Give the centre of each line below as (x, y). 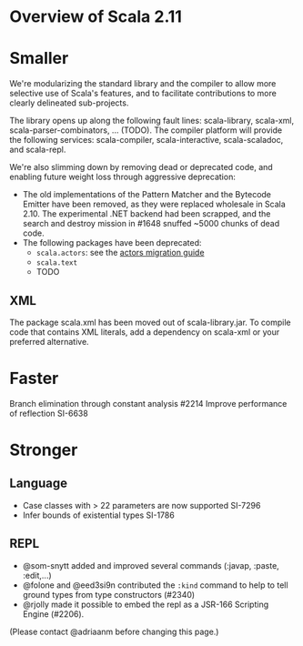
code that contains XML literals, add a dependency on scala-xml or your (145, 332)
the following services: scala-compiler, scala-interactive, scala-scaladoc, (146, 140)
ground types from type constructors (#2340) (109, 594)
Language (39, 484)
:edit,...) (37, 575)
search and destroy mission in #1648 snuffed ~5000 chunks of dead (151, 224)
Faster (34, 379)
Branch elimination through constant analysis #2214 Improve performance (148, 403)
